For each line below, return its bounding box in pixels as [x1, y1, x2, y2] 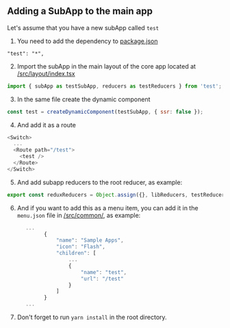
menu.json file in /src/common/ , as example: [16, 211, 141, 219]
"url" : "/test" [80, 275, 125, 282]
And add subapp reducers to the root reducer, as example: [16, 178, 183, 186]
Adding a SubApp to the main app [7, 5, 153, 17]
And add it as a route [16, 121, 77, 129]
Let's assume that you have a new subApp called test [7, 23, 159, 31]
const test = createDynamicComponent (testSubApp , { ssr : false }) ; [7, 108, 204, 115]
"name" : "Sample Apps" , [55, 237, 125, 244]
